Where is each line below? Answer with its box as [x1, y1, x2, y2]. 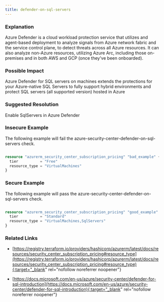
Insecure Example [5, 124, 49, 131]
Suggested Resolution [5, 101, 59, 108]
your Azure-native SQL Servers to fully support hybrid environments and [5, 84, 151, 89]
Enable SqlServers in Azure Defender [5, 112, 80, 118]
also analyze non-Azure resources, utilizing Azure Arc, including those [5, 50, 146, 56]
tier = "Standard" [9, 214, 67, 219]
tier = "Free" [9, 159, 58, 164]
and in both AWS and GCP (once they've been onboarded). [24, 55, 143, 61]
